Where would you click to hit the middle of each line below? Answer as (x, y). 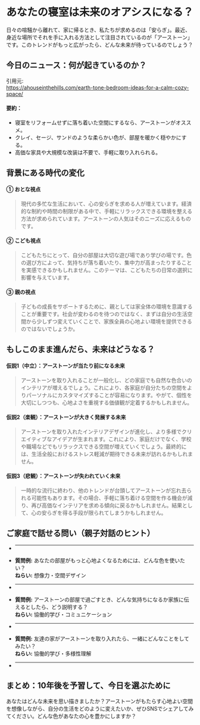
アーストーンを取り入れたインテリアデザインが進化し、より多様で (101, 431)
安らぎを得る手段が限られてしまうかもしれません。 (104, 512)
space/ (15, 94)
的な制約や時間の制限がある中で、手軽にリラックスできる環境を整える (107, 211)
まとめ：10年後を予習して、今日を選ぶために (88, 686)
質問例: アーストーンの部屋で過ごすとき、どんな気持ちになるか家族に (99, 599)
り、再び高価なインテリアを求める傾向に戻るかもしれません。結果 (101, 505)
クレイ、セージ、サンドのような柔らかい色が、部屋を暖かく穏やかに (98, 137)
